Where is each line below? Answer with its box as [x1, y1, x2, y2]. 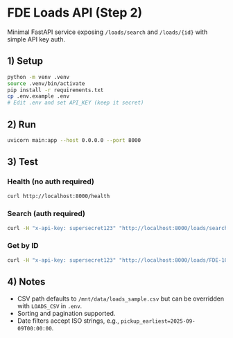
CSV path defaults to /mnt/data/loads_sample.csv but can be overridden [17, 294, 225, 303]
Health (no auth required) [7, 177, 95, 186]
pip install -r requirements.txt [7, 87, 104, 94]
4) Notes [7, 276, 46, 288]
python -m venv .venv [7, 73, 70, 80]
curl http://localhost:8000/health [7, 193, 110, 199]
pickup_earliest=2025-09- [120, 317, 196, 325]
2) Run [7, 118, 37, 130]
